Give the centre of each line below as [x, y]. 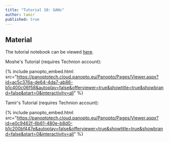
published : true [22, 19]
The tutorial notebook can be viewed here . [49, 52]
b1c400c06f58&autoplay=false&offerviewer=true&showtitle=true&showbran [85, 88]
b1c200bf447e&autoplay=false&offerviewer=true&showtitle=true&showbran [84, 129]
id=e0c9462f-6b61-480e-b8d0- [39, 123]
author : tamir [20, 15]
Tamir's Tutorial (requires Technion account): [52, 103]
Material [18, 40]
